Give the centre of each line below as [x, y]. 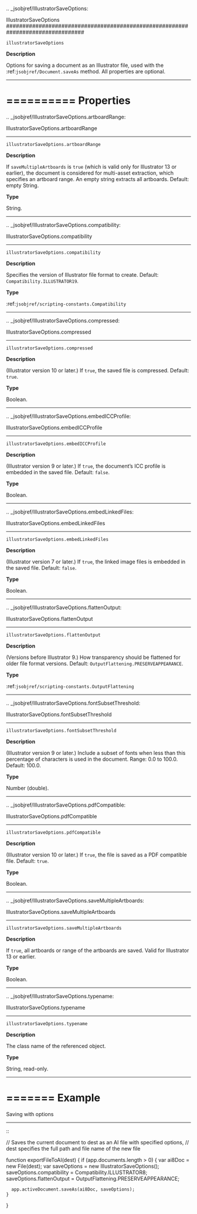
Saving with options [30, 1114]
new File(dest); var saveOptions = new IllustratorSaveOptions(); [83, 1166]
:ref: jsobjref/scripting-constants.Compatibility [66, 304]
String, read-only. [27, 1069]
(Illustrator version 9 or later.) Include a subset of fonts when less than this [96, 753]
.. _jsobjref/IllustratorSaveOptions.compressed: [63, 320]
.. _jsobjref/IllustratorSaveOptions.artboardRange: [66, 117]
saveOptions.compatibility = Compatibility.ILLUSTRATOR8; [77, 1172]
